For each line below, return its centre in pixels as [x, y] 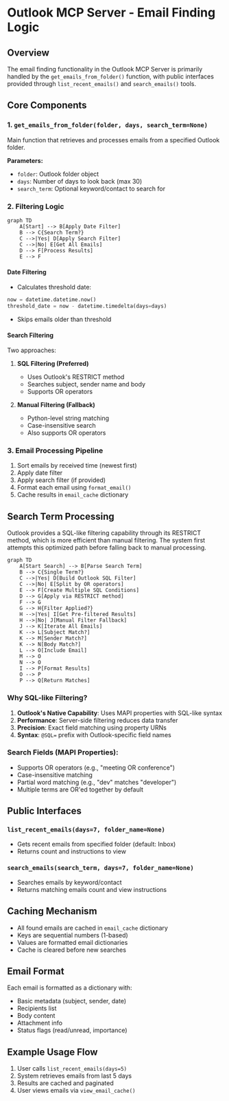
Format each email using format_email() [74, 488]
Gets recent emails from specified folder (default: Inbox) [96, 844]
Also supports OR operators [67, 433]
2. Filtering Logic [36, 206]
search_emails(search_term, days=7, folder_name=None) [100, 868]
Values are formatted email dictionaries [72, 942]
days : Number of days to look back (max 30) [80, 181]
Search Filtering [30, 335]
